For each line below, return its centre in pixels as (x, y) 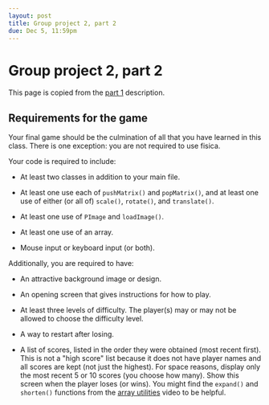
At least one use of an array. (67, 232)
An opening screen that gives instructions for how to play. (115, 295)
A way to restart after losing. (67, 334)
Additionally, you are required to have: (71, 264)
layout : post (30, 16)
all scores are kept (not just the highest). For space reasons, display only (140, 367)
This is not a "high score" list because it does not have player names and (141, 358)
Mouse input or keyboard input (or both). (87, 248)
